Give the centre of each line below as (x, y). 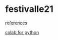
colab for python (22, 32)
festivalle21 (29, 9)
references (16, 23)
